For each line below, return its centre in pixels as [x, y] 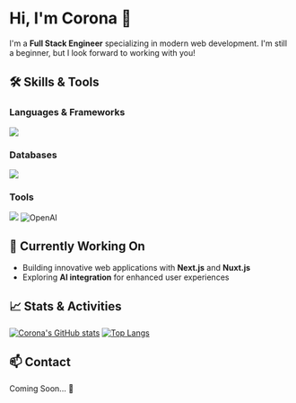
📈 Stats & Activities [66, 306]
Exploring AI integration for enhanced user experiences [126, 277]
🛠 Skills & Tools [55, 82]
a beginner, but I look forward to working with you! [102, 52]
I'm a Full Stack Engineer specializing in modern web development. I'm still [148, 43]
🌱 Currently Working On [77, 246]
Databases [33, 155]
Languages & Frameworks [67, 112]
